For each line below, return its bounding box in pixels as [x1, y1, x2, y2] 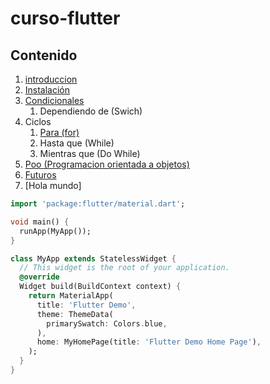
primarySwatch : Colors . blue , [46, 318, 168, 329]
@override [19, 272, 60, 282]
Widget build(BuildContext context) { [19, 282, 182, 292]
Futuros [24, 169, 57, 181]
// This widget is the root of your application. [19, 263, 230, 273]
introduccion [24, 73, 78, 85]
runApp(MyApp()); [19, 226, 92, 236]
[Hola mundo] [24, 180, 82, 191]
